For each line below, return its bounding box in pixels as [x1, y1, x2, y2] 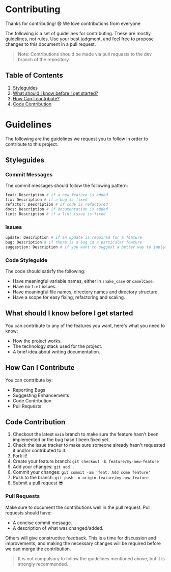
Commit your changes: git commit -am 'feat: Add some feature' [12, 469, 151, 475]
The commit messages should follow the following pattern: [5, 182, 128, 189]
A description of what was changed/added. [12, 525, 104, 531]
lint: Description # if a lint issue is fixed [5, 211, 106, 216]
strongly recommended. [17, 561, 69, 567]
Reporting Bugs [12, 387, 46, 393]
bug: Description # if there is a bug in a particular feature [5, 239, 142, 245]
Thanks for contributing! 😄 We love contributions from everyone [5, 20, 141, 26]
